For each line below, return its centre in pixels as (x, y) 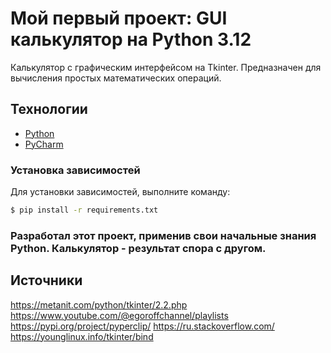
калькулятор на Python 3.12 (131, 39)
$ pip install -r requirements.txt (84, 210)
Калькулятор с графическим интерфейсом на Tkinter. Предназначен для (166, 67)
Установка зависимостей (75, 170)
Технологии (49, 109)
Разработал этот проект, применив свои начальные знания (163, 235)
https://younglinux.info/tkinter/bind (82, 336)
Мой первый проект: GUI (119, 18)
